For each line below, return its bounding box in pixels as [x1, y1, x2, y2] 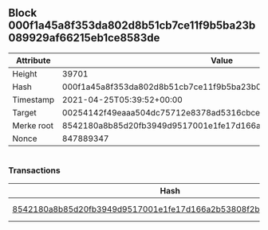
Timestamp [12, 94, 55, 105]
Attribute [15, 55, 51, 66]
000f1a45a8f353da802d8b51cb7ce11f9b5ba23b [8, 19, 256, 33]
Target [12, 107, 37, 118]
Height [12, 68, 37, 79]
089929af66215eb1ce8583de [8, 31, 160, 45]
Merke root [12, 119, 54, 131]
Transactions [8, 165, 61, 176]
